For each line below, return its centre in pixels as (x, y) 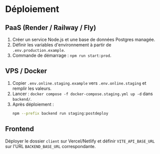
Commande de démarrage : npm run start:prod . (62, 55)
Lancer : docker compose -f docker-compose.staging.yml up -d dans (82, 94)
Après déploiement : (33, 104)
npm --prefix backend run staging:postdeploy (60, 113)
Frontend (20, 129)
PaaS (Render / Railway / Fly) (51, 28)
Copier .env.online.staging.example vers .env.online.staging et (79, 83)
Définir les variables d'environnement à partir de (62, 45)
